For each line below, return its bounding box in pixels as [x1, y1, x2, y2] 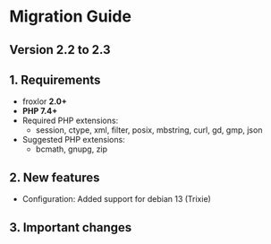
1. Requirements [9, 72, 101, 87]
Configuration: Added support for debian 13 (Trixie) [21, 194, 212, 205]
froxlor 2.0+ [21, 96, 67, 107]
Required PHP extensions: [21, 115, 119, 126]
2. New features [9, 170, 100, 185]
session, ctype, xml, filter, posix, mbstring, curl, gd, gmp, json [35, 125, 263, 135]
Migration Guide [9, 6, 132, 27]
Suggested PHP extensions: [21, 135, 125, 145]
